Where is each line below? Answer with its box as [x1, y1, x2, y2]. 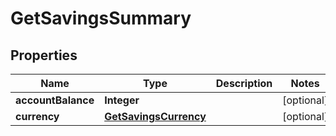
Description [215, 77, 273, 90]
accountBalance [15, 93, 95, 107]
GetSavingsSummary [10, 7, 192, 30]
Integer [104, 93, 140, 107]
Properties [10, 47, 78, 64]
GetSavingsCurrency [104, 110, 207, 123]
